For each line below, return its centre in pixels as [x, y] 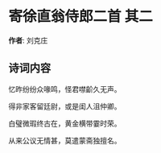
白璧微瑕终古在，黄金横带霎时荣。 [65, 123]
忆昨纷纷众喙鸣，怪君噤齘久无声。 [65, 89]
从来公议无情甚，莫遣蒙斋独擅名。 [65, 140]
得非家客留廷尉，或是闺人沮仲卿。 [65, 106]
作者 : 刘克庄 [28, 40]
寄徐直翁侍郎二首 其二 [80, 17]
